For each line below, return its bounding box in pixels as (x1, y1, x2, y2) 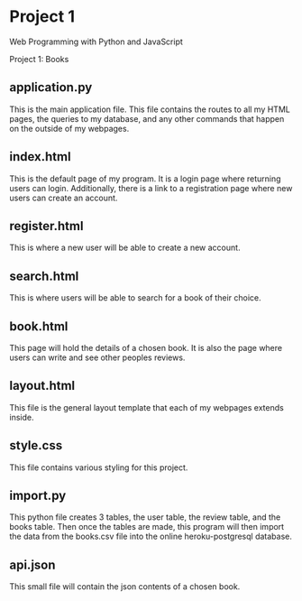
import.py (9, 488, 67, 504)
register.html (9, 218, 84, 234)
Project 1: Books (9, 53, 69, 64)
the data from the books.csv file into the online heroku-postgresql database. (9, 531, 293, 542)
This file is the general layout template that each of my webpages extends (9, 402, 284, 412)
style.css (9, 438, 63, 453)
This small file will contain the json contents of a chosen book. (9, 581, 241, 592)
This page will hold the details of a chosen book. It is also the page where (9, 343, 282, 353)
